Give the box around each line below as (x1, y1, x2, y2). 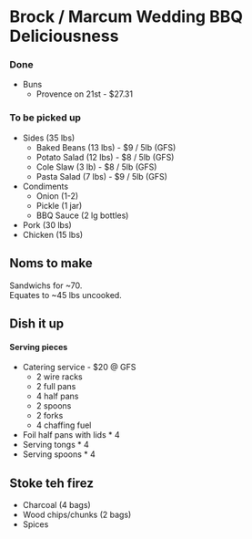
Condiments (22, 181, 69, 192)
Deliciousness (9, 26, 119, 47)
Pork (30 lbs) (22, 219, 73, 230)
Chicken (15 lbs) (22, 229, 84, 240)
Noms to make (9, 255, 93, 271)
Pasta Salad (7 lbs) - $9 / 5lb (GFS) (35, 171, 168, 181)
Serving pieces (9, 341, 68, 352)
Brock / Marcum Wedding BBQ (9, 6, 244, 27)
